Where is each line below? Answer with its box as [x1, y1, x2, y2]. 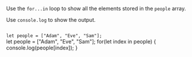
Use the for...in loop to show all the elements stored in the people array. [6, 5, 186, 12]
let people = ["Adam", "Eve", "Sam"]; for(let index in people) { [6, 38, 156, 45]
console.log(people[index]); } [6, 44, 78, 51]
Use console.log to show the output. [6, 16, 96, 23]
